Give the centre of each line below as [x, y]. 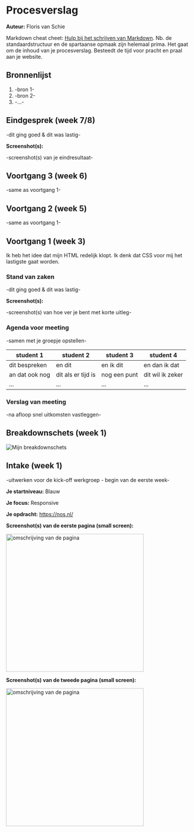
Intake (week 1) [34, 466]
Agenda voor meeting [38, 328]
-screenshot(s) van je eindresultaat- [50, 157]
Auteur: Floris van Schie [36, 26]
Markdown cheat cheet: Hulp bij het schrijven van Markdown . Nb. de [89, 38]
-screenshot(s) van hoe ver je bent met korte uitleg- [69, 312]
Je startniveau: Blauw [33, 491]
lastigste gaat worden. [33, 262]
